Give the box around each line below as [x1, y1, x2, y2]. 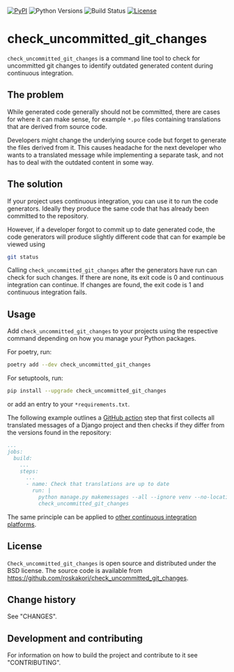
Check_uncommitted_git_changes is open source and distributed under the [7, 558, 217, 567]
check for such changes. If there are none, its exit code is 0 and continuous [7, 273, 224, 282]
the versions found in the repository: [7, 429, 111, 436]
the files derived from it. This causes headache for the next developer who [7, 143, 221, 151]
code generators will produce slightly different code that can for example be [7, 232, 226, 240]
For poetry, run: [7, 348, 52, 356]
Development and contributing [7, 632, 143, 644]
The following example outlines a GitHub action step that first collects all [7, 413, 214, 422]
